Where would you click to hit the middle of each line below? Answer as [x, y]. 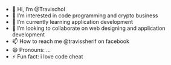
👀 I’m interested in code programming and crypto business [85, 16]
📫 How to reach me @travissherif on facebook [71, 41]
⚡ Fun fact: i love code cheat [47, 56]
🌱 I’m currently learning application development [73, 22]
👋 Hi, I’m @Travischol [38, 9]
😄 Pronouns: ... [31, 50]
